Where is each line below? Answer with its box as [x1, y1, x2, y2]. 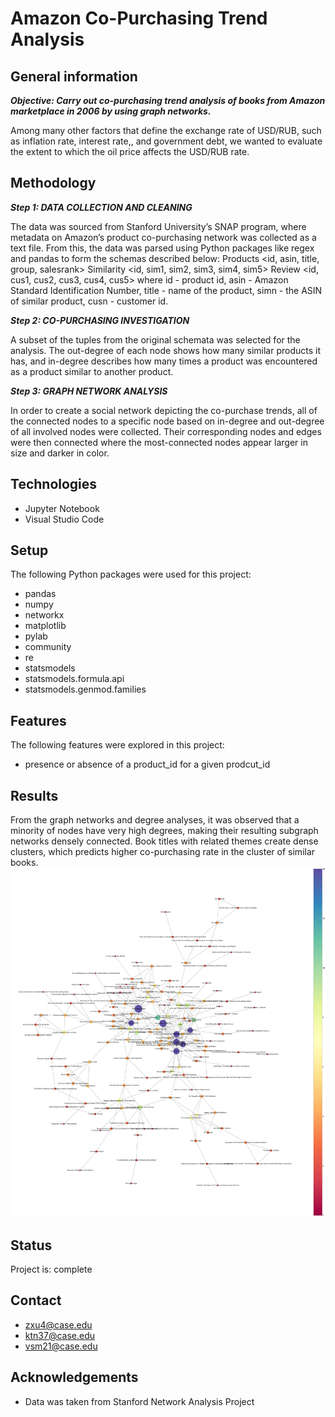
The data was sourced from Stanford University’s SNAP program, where [10, 220, 307, 232]
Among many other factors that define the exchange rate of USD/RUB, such [10, 125, 322, 136]
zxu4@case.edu [24, 1318, 93, 1331]
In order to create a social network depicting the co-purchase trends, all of [10, 404, 318, 416]
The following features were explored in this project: [10, 739, 225, 751]
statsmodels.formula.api [24, 673, 125, 685]
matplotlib [24, 620, 67, 632]
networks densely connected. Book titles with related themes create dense [10, 835, 319, 847]
